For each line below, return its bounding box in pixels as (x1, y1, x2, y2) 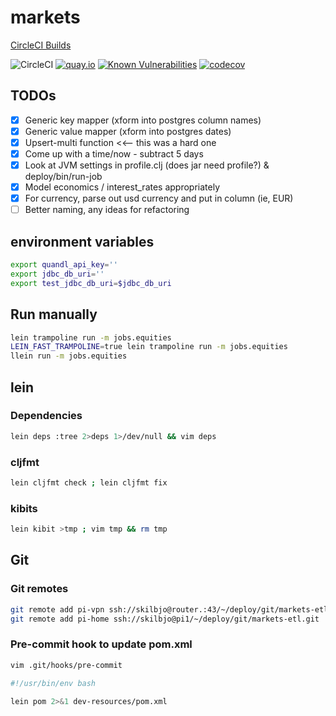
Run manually (10, 306, 98, 323)
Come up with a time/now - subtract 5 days (24, 147, 204, 160)
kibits (10, 501, 38, 515)
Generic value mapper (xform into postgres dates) (24, 125, 232, 137)
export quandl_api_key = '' (10, 260, 118, 270)
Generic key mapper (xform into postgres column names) (24, 114, 262, 126)
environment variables (10, 233, 155, 250)
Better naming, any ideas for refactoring (24, 204, 190, 216)
